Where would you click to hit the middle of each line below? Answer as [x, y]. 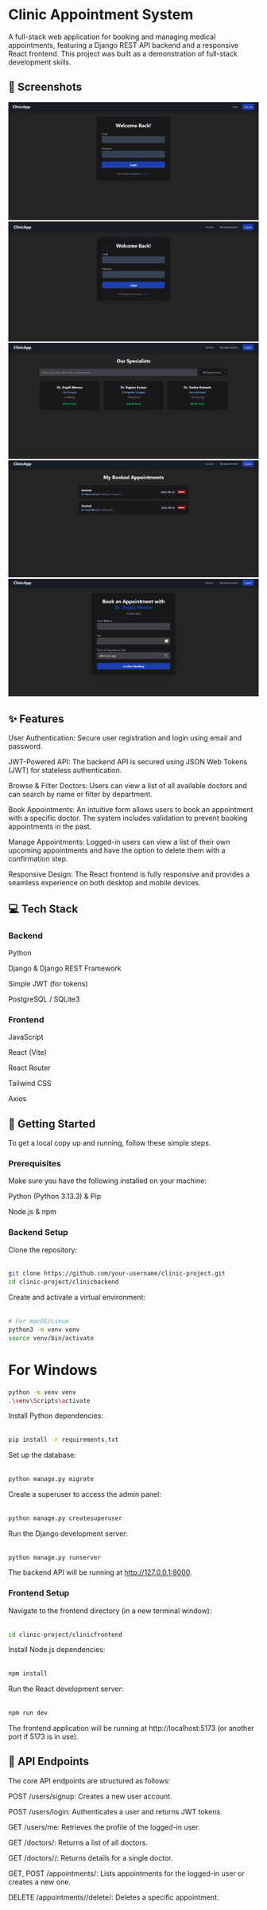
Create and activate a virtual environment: [77, 1297]
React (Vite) [28, 1053]
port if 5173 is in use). [43, 1736]
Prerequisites [35, 1163]
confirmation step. [39, 859]
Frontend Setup [39, 1593]
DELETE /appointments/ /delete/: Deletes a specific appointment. [114, 1897]
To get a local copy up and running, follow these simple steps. [110, 1143]
